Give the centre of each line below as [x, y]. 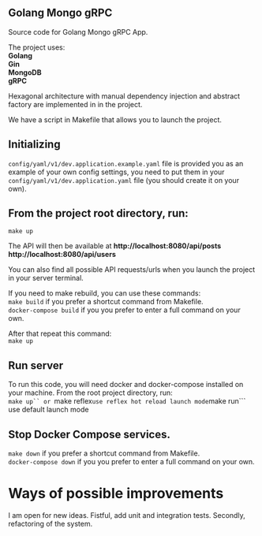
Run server [36, 365]
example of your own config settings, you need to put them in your [116, 172]
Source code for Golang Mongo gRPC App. [78, 32]
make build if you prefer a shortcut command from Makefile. [106, 302]
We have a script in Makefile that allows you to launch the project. [115, 119]
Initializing [34, 145]
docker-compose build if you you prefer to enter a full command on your [124, 310]
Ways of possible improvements [116, 494]
